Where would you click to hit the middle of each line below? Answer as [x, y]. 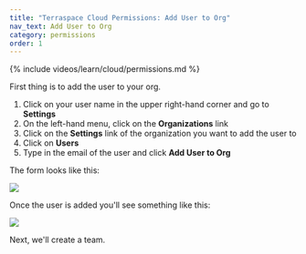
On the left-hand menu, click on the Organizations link [126, 124]
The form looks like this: [55, 170]
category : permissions [53, 35]
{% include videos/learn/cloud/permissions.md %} [105, 69]
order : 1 [26, 43]
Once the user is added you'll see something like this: [110, 205]
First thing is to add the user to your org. [85, 86]
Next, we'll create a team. [58, 240]
